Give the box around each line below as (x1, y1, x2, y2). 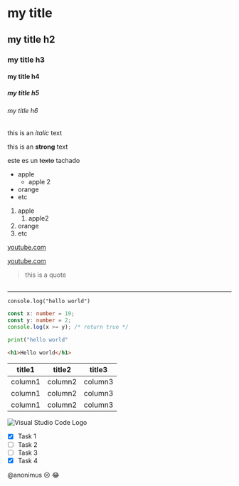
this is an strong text (7, 142, 68, 151)
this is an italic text (7, 128, 63, 137)
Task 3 (17, 448, 38, 457)
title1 (16, 365, 36, 375)
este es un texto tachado (7, 156, 80, 164)
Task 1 (17, 432, 37, 440)
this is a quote (24, 270, 66, 279)
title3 (89, 365, 108, 375)
